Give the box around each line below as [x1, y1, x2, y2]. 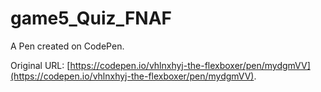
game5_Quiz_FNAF [10, 7, 173, 30]
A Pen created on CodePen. [10, 40, 125, 52]
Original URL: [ [10, 59, 71, 71]
